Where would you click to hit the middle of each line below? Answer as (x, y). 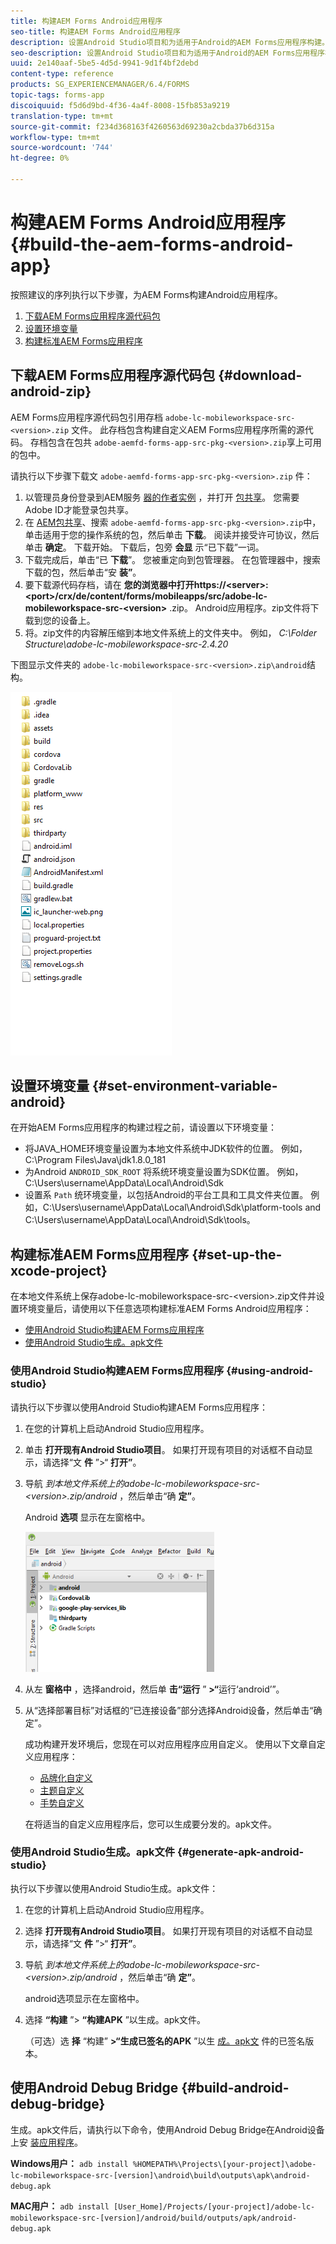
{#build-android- (235, 2088)
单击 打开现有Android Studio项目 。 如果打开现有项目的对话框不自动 (164, 1449)
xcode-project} (59, 1270)
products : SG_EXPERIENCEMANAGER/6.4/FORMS (100, 85)
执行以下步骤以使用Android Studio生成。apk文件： (114, 1888)
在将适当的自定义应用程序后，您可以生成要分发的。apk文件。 (150, 1824)
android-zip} (51, 391)
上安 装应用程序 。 (46, 2142)
